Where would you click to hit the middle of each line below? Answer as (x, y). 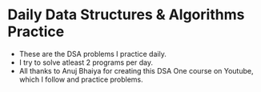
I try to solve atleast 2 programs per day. (86, 62)
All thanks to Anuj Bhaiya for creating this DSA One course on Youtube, (136, 70)
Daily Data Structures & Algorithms (126, 15)
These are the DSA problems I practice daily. (93, 54)
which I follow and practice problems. (81, 79)
